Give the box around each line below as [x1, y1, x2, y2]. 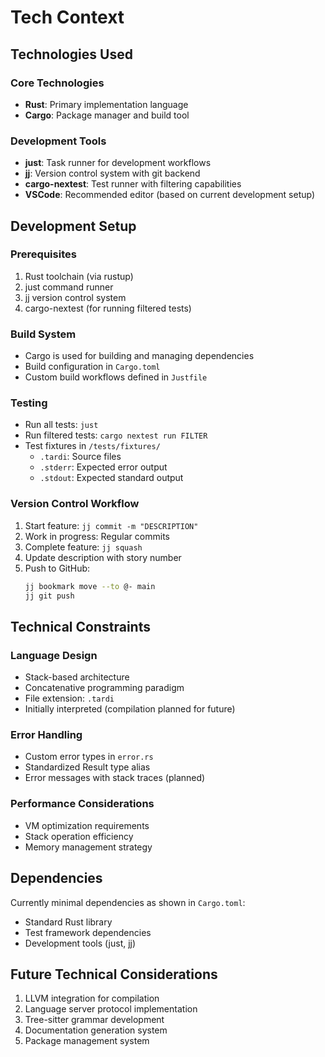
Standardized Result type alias [24, 761, 151, 773]
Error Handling [10, 728, 83, 742]
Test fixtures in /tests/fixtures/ [24, 440, 161, 452]
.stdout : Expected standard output [39, 472, 184, 484]
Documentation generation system [24, 1024, 168, 1036]
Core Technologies [10, 76, 105, 90]
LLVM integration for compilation [24, 992, 160, 1005]
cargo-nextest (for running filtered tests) [24, 302, 192, 314]
